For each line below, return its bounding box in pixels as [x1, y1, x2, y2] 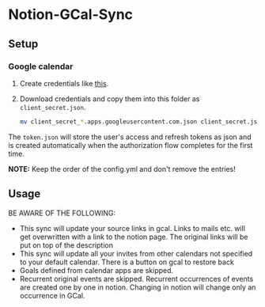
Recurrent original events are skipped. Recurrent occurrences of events [19, 274, 254, 283]
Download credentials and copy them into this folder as [19, 93, 200, 104]
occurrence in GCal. [19, 290, 85, 300]
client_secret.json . [19, 102, 86, 112]
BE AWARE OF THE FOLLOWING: [8, 208, 116, 218]
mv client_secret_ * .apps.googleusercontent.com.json [19, 117, 198, 126]
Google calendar [8, 61, 74, 72]
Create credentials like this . [19, 78, 109, 88]
